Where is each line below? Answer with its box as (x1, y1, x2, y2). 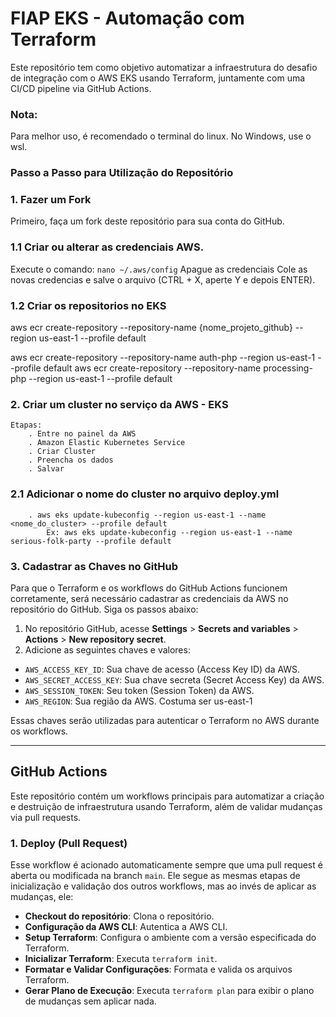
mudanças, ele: (10, 891, 74, 903)
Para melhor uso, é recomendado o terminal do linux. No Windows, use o (10, 130, 312, 142)
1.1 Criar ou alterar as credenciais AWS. (10, 240, 205, 254)
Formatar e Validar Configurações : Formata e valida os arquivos (24, 963, 293, 976)
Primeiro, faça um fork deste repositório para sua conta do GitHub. (10, 215, 285, 227)
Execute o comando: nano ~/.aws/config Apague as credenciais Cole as (10, 263, 308, 275)
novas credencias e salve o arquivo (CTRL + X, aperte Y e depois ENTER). (10, 273, 316, 286)
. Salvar (28, 464, 65, 474)
